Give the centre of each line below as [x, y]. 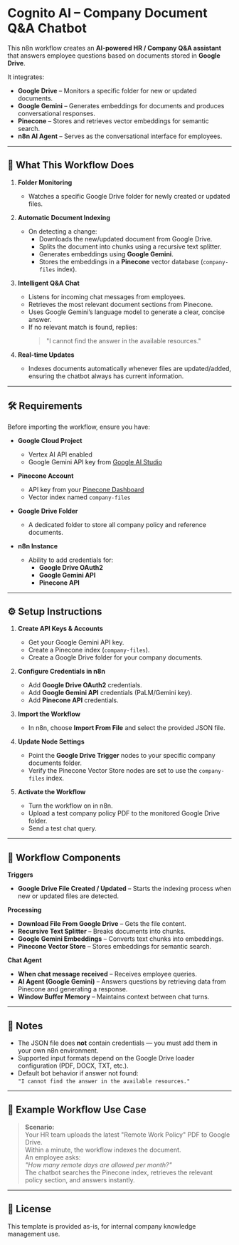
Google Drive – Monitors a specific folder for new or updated [107, 90]
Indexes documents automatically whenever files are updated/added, [130, 368]
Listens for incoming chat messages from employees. [107, 296]
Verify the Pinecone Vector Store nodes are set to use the [113, 771]
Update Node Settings [51, 741]
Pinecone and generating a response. [73, 989]
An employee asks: [53, 1157]
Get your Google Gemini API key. [76, 642]
